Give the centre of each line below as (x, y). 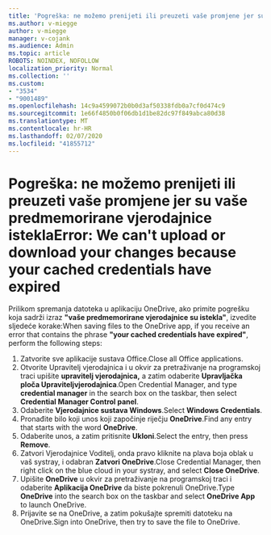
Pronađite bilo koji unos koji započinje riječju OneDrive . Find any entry (136, 419)
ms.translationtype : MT (48, 121)
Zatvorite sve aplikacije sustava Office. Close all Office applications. (131, 359)
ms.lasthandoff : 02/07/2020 (56, 136)
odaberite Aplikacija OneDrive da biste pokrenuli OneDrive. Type (127, 488)
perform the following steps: (55, 343)
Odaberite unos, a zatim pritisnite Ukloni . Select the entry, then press (134, 436)
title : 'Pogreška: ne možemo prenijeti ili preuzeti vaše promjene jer (131, 16)
